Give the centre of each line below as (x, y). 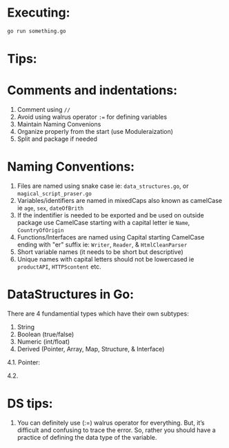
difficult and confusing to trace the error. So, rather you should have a (116, 430)
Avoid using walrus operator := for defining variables (92, 117)
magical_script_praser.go (54, 194)
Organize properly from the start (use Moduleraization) (95, 131)
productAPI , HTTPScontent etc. (59, 266)
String (26, 327)
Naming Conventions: (71, 167)
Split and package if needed (57, 139)
